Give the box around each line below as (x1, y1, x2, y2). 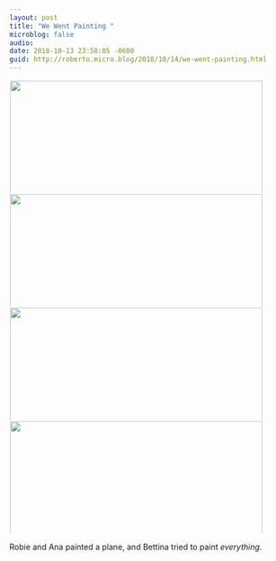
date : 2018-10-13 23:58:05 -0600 (9, 47, 135, 56)
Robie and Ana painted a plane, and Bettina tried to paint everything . (9, 541, 263, 552)
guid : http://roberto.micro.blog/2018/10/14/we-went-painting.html (9, 55, 268, 64)
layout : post (9, 13, 58, 22)
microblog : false (9, 30, 75, 39)
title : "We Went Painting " (9, 22, 115, 31)
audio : (9, 38, 34, 48)
